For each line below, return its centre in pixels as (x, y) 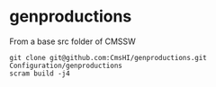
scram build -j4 (40, 74)
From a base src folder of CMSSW (73, 41)
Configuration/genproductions (66, 65)
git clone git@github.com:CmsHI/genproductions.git (108, 57)
